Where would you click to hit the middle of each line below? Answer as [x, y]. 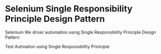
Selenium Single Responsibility [69, 9]
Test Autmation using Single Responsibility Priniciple [57, 46]
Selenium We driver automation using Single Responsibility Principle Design [80, 32]
